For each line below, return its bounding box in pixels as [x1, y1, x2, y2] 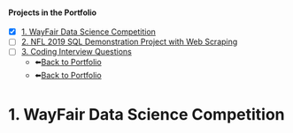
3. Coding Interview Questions [20, 47, 132, 57]
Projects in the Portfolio [8, 7, 97, 18]
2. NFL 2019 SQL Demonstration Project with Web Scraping [20, 36, 238, 48]
